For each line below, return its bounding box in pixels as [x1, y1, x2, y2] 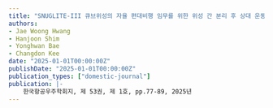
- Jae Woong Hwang [8, 27, 71, 35]
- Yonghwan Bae [8, 42, 60, 50]
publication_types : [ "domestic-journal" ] [8, 72, 151, 80]
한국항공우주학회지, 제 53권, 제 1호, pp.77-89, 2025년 [23, 87, 193, 96]
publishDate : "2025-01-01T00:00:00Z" [8, 65, 136, 73]
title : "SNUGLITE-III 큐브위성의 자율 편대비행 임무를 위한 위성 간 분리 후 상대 [8, 11, 252, 20]
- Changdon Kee [8, 50, 60, 58]
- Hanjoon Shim [8, 34, 60, 43]
